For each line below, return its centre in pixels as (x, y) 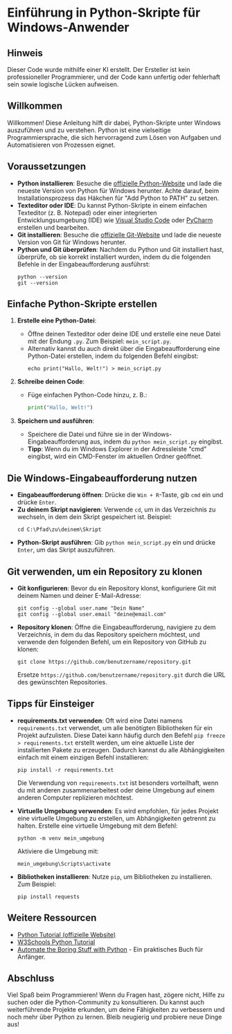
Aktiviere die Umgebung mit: (58, 851)
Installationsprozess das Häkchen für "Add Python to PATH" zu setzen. (118, 198)
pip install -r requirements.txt (65, 770)
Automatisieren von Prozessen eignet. (61, 145)
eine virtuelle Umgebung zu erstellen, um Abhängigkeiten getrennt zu (116, 818)
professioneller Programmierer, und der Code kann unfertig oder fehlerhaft (114, 77)
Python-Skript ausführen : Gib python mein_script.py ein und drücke (116, 543)
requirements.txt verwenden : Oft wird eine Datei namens (100, 720)
